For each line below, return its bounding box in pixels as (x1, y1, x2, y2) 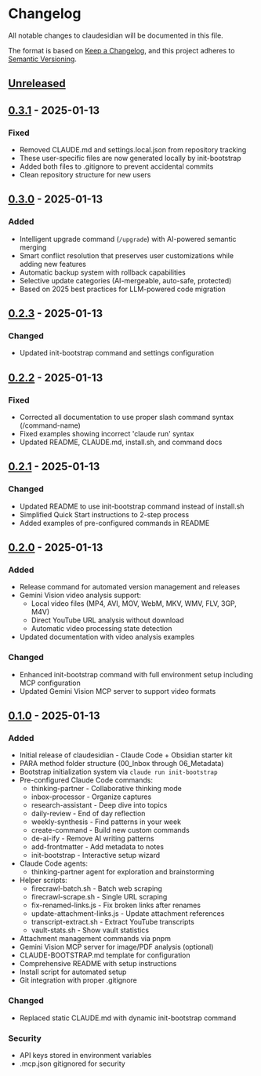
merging (19, 243, 47, 252)
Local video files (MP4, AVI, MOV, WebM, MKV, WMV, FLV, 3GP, (31, 599, 237, 608)
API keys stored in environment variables (19, 1051, 152, 1060)
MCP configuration (19, 678, 81, 688)
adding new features (19, 259, 86, 268)
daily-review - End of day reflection (31, 809, 146, 819)
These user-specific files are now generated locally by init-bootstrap (19, 154, 241, 163)
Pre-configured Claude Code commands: (19, 775, 153, 785)
